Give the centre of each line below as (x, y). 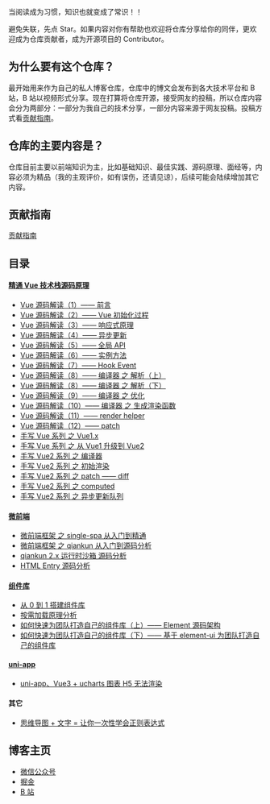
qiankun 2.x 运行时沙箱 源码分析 (73, 556)
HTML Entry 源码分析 (55, 566)
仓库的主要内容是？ (56, 146)
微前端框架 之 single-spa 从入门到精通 (83, 536)
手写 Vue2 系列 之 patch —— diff (75, 476)
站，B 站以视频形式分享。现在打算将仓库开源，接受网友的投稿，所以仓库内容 (135, 97)
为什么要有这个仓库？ (61, 67)
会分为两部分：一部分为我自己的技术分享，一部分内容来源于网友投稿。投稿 (132, 108)
